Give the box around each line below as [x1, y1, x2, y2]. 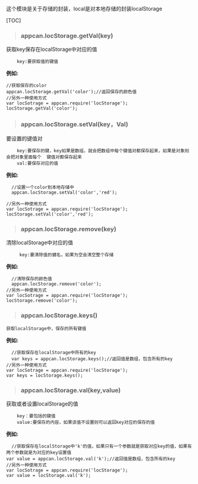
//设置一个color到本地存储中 [11, 184, 74, 190]
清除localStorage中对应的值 [6, 238, 73, 246]
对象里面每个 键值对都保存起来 [14, 154, 82, 160]
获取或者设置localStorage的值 [6, 400, 79, 407]
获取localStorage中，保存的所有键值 [6, 326, 87, 332]
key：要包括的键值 [17, 413, 56, 419]
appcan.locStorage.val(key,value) [20, 386, 121, 394]
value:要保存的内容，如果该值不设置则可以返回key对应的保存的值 [17, 420, 155, 426]
